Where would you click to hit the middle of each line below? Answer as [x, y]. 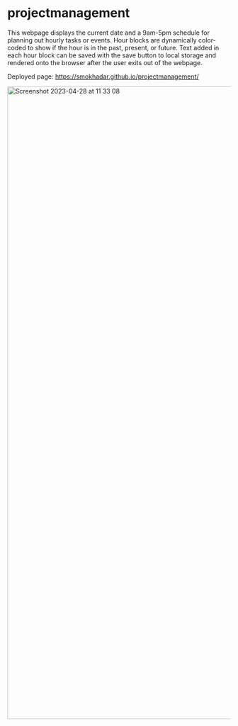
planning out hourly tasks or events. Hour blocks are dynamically [102, 40]
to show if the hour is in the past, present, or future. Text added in [123, 47]
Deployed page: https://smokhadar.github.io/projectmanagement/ [103, 76]
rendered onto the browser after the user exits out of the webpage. [105, 62]
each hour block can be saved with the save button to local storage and [112, 55]
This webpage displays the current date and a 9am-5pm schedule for [109, 33]
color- [207, 40]
